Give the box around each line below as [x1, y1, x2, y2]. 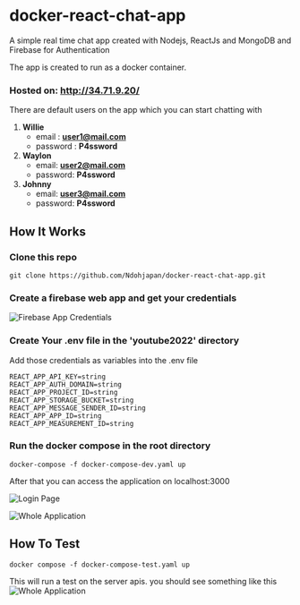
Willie [21, 122, 45, 132]
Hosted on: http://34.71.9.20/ [9, 84, 141, 97]
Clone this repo [9, 251, 78, 263]
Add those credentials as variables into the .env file [9, 354, 199, 365]
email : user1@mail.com [35, 132, 127, 142]
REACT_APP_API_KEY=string [9, 372, 106, 381]
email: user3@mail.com [35, 189, 126, 200]
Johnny [21, 179, 52, 190]
